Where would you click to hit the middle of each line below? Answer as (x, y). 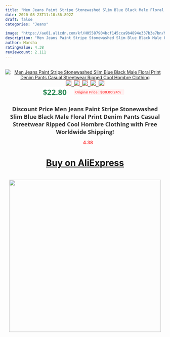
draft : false (19, 19)
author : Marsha (21, 43)
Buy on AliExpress (85, 163)
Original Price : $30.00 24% (98, 92)
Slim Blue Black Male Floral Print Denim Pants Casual (85, 116)
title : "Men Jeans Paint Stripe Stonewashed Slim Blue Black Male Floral (85, 10)
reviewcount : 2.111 (26, 52)
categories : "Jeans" (27, 24)
